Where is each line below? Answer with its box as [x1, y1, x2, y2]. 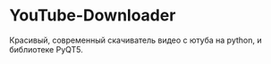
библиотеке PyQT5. [9, 44, 83, 54]
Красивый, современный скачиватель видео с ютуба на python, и [9, 35, 262, 45]
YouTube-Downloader [9, 5, 176, 26]
